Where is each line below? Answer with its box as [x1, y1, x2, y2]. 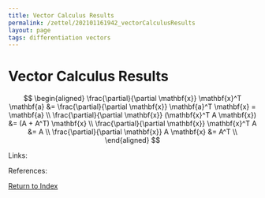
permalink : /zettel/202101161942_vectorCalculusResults [8, 19, 196, 27]
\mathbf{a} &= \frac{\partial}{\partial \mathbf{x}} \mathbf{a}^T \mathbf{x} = [9, 102, 256, 111]
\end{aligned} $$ [104, 136, 161, 145]
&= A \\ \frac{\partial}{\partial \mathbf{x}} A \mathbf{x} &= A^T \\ [27, 127, 238, 136]
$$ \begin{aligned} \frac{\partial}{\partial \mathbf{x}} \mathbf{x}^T [23, 94, 242, 103]
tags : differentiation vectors [8, 33, 111, 42]
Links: [8, 151, 28, 160]
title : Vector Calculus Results [8, 11, 114, 20]
